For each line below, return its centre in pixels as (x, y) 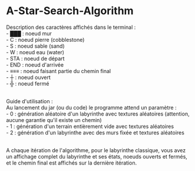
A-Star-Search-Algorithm (70, 11)
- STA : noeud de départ (35, 58)
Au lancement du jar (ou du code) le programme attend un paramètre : (91, 107)
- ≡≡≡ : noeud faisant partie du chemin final (58, 71)
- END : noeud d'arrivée (35, 65)
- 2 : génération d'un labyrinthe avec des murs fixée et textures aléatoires (95, 132)
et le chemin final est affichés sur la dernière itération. (72, 163)
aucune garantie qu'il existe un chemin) (54, 120)
